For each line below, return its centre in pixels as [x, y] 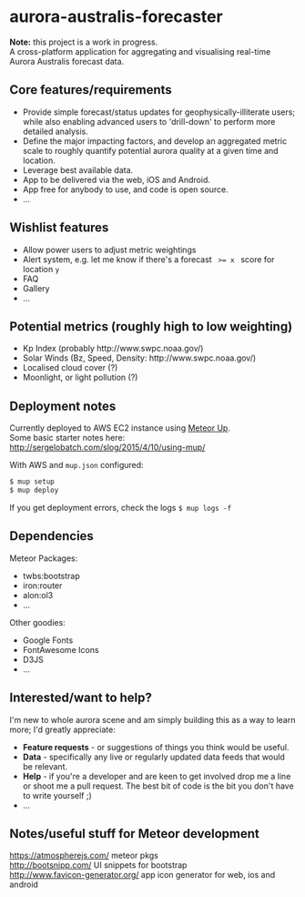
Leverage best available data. [78, 169]
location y [41, 269]
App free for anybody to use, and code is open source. [126, 189]
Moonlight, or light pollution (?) [80, 377]
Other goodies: [37, 622]
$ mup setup [32, 482]
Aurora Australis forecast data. [67, 61]
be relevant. [45, 766]
